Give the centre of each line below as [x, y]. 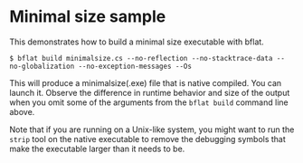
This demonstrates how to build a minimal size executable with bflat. [137, 42]
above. [22, 111]
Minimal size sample [88, 17]
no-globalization [42, 66]
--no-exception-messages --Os [135, 66]
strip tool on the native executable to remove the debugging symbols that [148, 139]
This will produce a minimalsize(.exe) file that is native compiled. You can [146, 82]
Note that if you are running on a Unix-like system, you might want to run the [152, 129]
